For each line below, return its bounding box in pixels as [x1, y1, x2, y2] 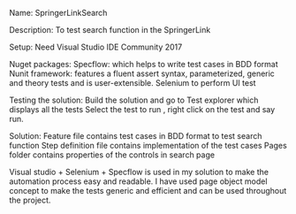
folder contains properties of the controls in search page [9, 149, 215, 160]
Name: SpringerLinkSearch [9, 8, 108, 18]
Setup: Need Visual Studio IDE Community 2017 [9, 42, 183, 52]
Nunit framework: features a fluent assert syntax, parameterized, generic [9, 68, 276, 79]
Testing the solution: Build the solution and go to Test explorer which [9, 95, 259, 105]
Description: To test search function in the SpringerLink [9, 25, 211, 34]
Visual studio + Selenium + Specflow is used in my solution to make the [9, 167, 269, 177]
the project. [9, 195, 51, 205]
